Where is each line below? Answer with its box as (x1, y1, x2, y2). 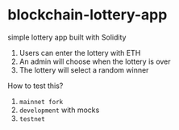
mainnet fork (19, 98, 64, 106)
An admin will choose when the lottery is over (19, 57, 171, 66)
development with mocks (19, 105, 100, 115)
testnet (19, 115, 45, 123)
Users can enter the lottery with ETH (19, 48, 141, 57)
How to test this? (7, 81, 64, 90)
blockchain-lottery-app (7, 6, 168, 24)
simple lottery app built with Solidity (7, 32, 127, 42)
